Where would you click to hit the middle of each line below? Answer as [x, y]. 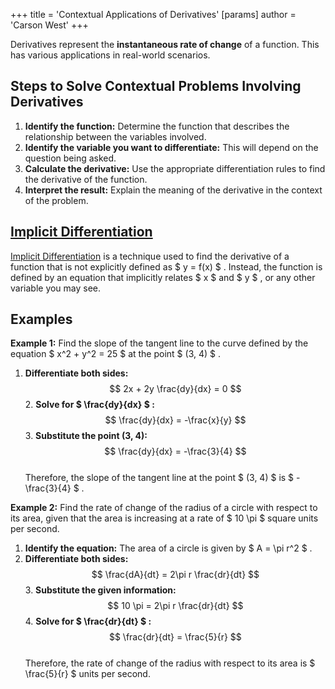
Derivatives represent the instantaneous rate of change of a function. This [165, 44]
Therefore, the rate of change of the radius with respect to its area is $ [170, 663]
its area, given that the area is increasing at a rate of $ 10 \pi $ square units [164, 518]
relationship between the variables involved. [115, 136]
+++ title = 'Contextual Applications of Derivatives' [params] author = [153, 14]
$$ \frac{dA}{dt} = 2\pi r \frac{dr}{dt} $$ [175, 575]
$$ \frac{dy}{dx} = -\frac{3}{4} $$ [175, 451]
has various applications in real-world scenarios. [110, 55]
